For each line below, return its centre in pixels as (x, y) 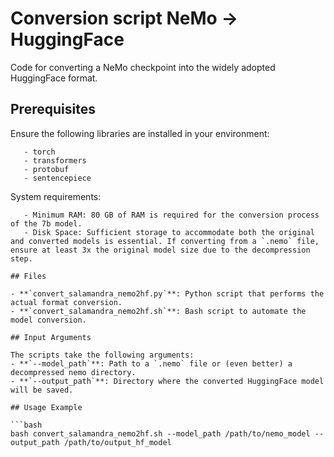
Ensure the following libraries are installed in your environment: (140, 133)
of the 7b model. (46, 223)
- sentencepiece (57, 178)
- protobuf (46, 169)
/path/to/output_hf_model (117, 442)
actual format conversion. (66, 302)
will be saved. (42, 390)
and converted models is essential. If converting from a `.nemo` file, (165, 241)
